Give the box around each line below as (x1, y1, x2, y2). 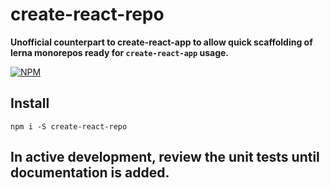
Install (10, 95, 50, 112)
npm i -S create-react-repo (10, 121, 128, 132)
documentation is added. (10, 164, 170, 182)
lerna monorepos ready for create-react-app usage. (10, 46, 229, 58)
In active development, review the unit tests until (10, 149, 320, 166)
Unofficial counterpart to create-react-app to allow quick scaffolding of (10, 36, 313, 48)
